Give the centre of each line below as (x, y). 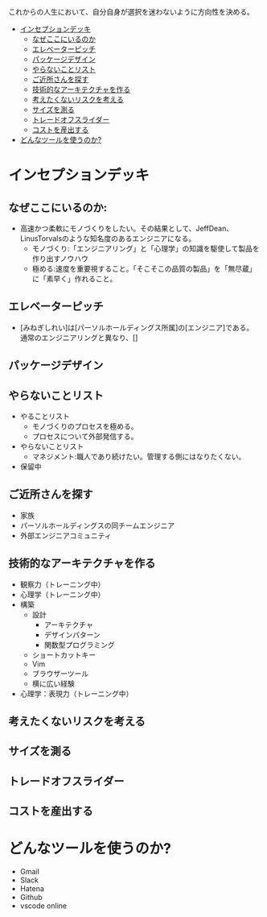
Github (31, 898)
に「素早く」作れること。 (74, 279)
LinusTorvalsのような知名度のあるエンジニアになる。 (108, 239)
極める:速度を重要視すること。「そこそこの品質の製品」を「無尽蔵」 (144, 269)
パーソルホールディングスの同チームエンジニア (97, 525)
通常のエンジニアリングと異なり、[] (79, 338)
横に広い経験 (53, 683)
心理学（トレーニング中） (62, 594)
